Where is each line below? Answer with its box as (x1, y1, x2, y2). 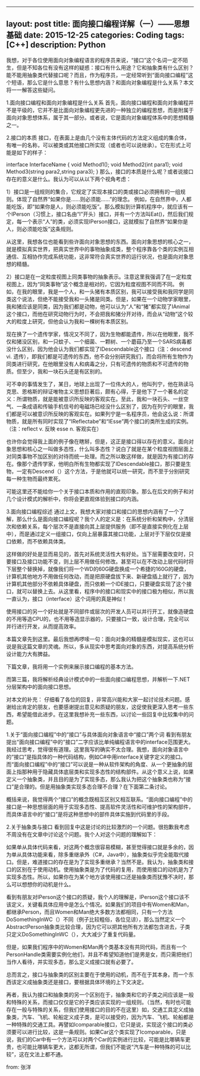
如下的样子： (16, 149, 48, 156)
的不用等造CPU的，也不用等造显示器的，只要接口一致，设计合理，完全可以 (6, 615, 189, 622)
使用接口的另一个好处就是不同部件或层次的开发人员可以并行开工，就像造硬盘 (6, 608, 194, 615)
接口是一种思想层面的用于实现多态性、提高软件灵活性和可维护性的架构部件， (6, 803, 194, 810)
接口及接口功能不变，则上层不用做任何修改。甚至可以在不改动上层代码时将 (11, 558, 194, 565)
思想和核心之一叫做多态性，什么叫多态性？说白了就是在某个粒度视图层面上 (11, 445, 194, 452)
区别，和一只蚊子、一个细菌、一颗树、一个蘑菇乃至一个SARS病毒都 (26, 338, 192, 345)
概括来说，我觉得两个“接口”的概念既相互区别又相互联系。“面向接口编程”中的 (6, 796, 193, 803)
